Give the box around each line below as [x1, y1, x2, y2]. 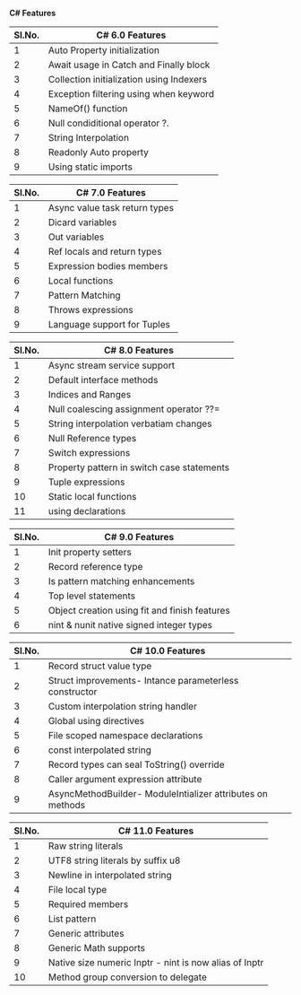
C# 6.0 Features [96, 29, 167, 41]
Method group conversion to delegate [47, 971, 208, 983]
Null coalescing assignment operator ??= [47, 403, 220, 415]
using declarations [47, 505, 126, 517]
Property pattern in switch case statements [47, 461, 230, 474]
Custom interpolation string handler [47, 700, 197, 712]
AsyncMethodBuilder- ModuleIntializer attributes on [47, 788, 269, 799]
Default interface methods [47, 374, 159, 386]
